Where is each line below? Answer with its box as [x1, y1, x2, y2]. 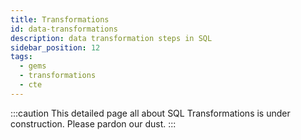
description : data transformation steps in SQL [10, 33, 213, 43]
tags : [10, 52, 33, 62]
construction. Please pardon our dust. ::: [10, 117, 177, 130]
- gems [19, 61, 47, 71]
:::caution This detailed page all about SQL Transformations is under [10, 107, 291, 119]
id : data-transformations [10, 24, 118, 34]
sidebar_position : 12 [10, 42, 101, 53]
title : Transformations [10, 14, 110, 25]
